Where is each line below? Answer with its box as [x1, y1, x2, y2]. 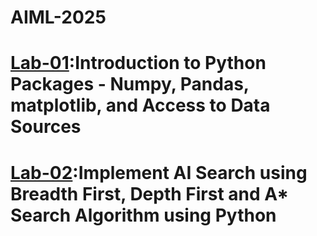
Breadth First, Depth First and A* [10, 182, 290, 205]
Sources [10, 116, 82, 138]
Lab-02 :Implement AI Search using [10, 161, 308, 184]
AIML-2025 [10, 6, 107, 29]
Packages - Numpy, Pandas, [10, 73, 250, 96]
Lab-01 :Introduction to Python [10, 52, 267, 75]
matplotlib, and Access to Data [10, 94, 271, 117]
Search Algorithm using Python [10, 204, 277, 226]
